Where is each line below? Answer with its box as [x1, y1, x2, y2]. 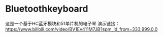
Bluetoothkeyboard [5, 3, 88, 15]
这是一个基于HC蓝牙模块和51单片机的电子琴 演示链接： [5, 20, 120, 26]
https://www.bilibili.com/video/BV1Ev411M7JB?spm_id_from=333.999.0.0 [5, 26, 158, 32]
